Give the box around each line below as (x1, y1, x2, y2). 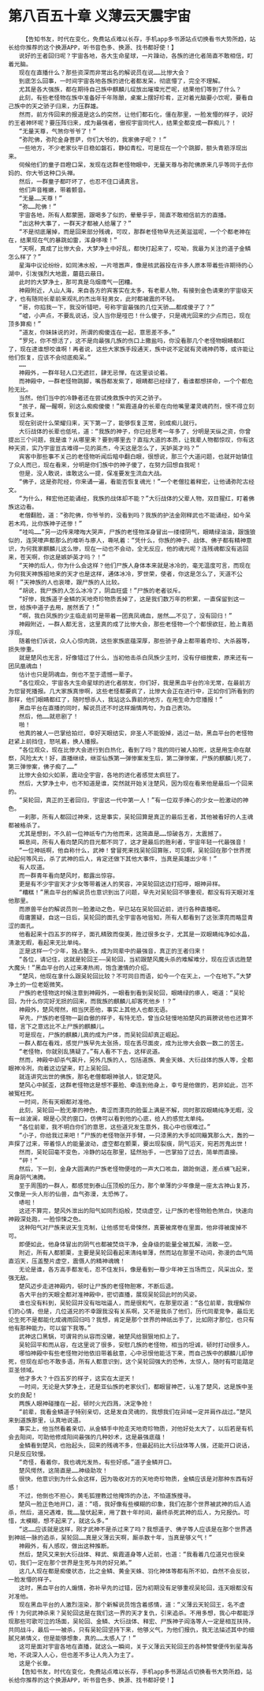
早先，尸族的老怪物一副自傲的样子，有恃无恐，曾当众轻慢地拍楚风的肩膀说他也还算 (18, 1014, 248, 1022)
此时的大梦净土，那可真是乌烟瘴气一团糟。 (18, 278, 136, 286)
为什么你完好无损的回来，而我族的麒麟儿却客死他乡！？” (19, 997, 177, 1006)
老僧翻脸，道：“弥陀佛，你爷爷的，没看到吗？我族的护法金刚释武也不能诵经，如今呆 (18, 511, 251, 519)
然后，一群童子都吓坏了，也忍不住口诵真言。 (18, 177, 143, 185)
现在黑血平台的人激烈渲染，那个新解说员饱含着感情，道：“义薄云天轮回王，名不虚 (18, 1600, 246, 1609)
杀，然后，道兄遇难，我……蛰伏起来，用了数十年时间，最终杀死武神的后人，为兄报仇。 (8, 1508, 244, 1517)
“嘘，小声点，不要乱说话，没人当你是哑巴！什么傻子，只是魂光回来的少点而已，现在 (18, 312, 251, 319)
